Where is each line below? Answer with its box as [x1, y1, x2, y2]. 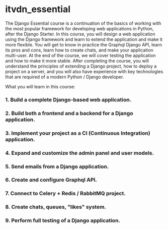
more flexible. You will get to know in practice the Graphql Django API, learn [5, 41, 162, 47]
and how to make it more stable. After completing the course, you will [5, 58, 149, 64]
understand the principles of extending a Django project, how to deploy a [5, 63, 157, 69]
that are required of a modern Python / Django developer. [5, 74, 124, 80]
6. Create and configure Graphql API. [5, 177, 97, 184]
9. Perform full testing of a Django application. [5, 217, 121, 224]
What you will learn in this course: [5, 83, 75, 89]
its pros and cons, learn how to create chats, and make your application [5, 47, 153, 53]
